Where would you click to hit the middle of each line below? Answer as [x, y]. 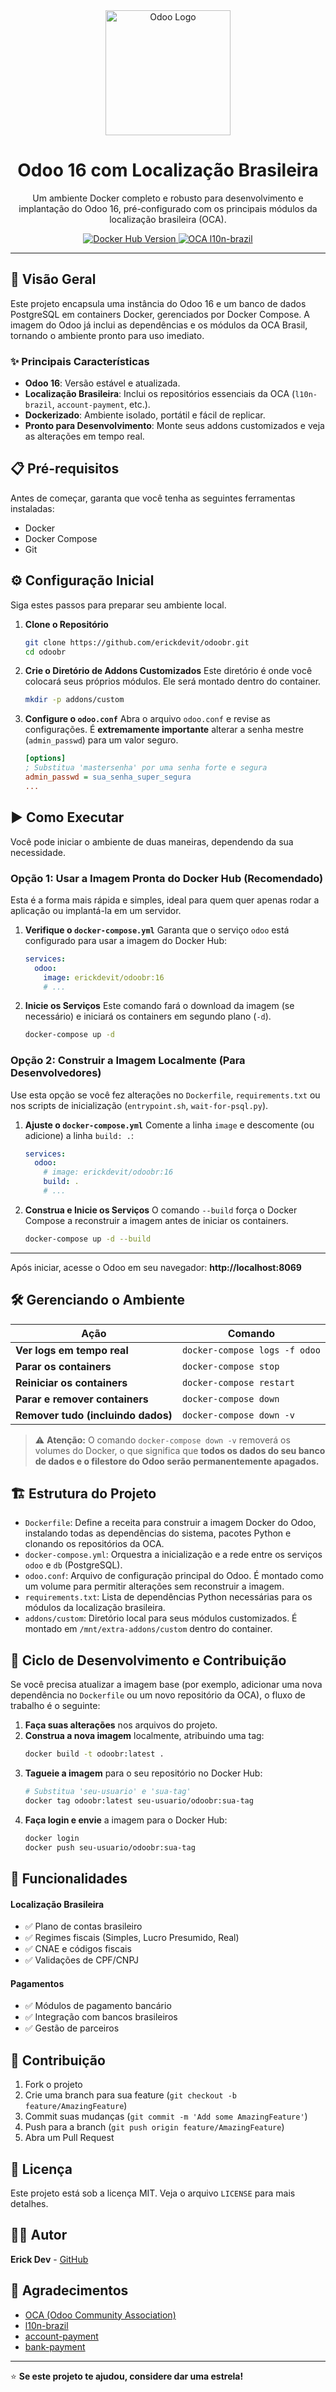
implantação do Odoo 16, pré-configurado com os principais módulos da [168, 208]
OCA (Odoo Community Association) [100, 2315]
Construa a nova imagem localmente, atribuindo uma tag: [144, 1736]
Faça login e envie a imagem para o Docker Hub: [126, 1820]
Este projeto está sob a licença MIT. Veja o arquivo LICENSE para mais [153, 2193]
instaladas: [32, 508]
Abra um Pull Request [69, 2138]
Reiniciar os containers [71, 1382]
